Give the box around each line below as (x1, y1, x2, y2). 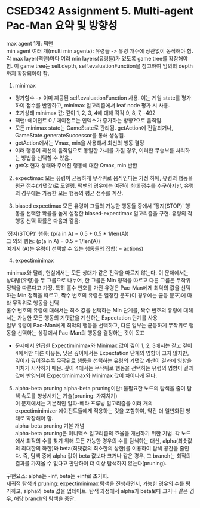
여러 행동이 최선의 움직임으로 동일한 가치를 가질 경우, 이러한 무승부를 (14, 146, 174, 154)
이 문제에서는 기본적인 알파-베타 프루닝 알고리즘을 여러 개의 (14, 399, 153, 407)
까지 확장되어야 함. (6, 70, 50, 77)
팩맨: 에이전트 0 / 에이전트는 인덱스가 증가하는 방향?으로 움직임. (14, 116, 163, 124)
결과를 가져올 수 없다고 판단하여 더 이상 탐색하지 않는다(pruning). (14, 459, 167, 467)
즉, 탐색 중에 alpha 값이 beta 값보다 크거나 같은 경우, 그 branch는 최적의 (23, 452, 191, 459)
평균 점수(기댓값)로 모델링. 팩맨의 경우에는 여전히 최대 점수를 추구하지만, (14, 182, 183, 189)
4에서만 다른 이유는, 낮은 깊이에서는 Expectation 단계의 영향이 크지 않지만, (14, 349, 189, 356)
